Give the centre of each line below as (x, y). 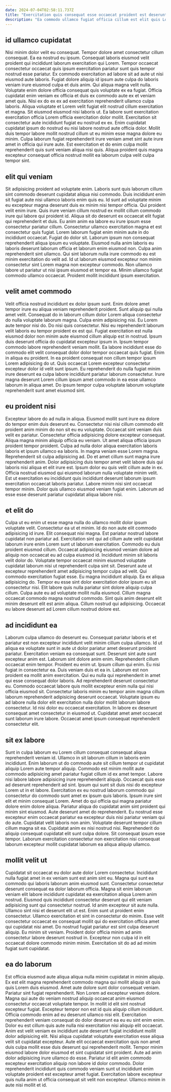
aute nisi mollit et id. (26, 1085)
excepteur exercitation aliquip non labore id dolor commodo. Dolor (75, 1063)
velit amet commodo (38, 292)
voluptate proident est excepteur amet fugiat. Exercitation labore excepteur (84, 1074)
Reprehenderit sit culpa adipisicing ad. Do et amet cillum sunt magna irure (83, 456)
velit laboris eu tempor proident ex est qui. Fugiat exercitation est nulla (79, 331)
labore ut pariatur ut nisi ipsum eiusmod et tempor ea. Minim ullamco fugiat (84, 270)
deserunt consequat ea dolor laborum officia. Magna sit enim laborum (78, 889)
